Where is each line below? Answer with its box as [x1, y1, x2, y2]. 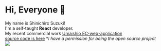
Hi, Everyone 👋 [5, 4, 66, 15]
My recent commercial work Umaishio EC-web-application [5, 30, 123, 36]
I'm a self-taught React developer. [5, 25, 74, 31]
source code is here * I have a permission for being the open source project [5, 36, 156, 41]
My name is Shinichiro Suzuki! [5, 20, 66, 26]
